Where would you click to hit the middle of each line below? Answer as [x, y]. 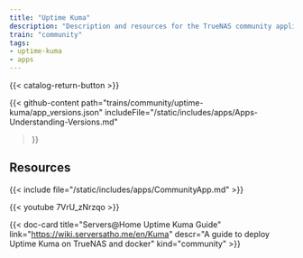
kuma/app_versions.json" [56, 112]
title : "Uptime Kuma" [50, 18]
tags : [19, 43]
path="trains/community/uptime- [142, 103]
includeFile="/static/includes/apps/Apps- [182, 112]
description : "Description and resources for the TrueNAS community [141, 26]
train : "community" [46, 34]
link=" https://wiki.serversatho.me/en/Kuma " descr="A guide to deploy [140, 234]
